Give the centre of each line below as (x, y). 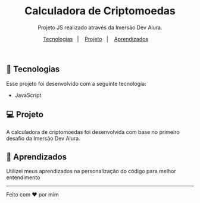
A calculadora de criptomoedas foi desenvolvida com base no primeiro (93, 132)
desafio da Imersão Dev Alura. (43, 138)
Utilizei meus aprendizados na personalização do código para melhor (91, 171)
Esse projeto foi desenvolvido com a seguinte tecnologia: (76, 83)
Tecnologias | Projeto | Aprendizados (96, 39)
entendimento (23, 177)
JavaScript (28, 95)
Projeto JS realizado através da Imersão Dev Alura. (100, 27)
